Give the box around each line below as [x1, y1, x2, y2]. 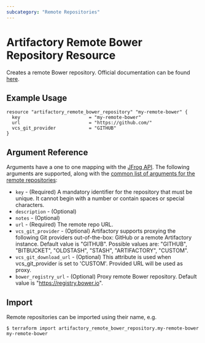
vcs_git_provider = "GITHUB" [12, 125, 117, 132]
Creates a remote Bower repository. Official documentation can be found [6, 69, 190, 76]
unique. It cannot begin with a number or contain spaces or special [15, 195, 185, 202]
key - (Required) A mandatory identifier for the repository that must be [15, 188, 193, 196]
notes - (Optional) [15, 214, 60, 222]
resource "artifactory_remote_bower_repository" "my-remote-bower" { [6, 109, 188, 115]
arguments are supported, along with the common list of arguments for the [6, 170, 195, 178]
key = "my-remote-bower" [12, 115, 141, 121]
